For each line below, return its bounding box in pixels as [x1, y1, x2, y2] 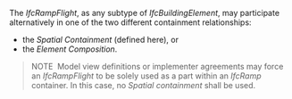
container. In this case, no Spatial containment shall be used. [30, 80, 256, 90]
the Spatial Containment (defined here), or [21, 35, 179, 45]
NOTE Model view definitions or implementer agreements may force [30, 62, 284, 71]
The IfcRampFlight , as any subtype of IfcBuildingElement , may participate [9, 8, 279, 18]
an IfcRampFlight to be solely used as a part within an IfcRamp [30, 70, 262, 81]
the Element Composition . [21, 44, 118, 54]
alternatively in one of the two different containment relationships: [9, 17, 252, 28]
